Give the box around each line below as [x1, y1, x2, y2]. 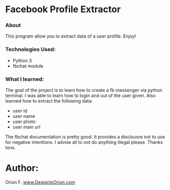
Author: [5, 163, 39, 174]
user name [12, 113, 36, 119]
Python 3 [12, 57, 32, 64]
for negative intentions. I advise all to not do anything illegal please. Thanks [5, 139, 163, 145]
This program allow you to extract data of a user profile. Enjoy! [5, 33, 136, 39]
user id [12, 108, 27, 114]
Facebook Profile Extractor [5, 4, 121, 15]
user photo [12, 118, 36, 125]
